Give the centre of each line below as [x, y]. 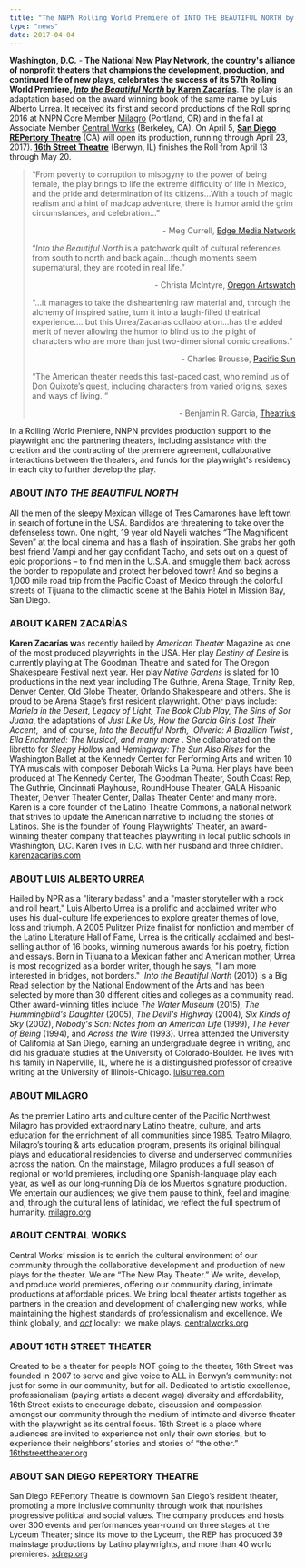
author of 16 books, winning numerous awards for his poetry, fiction [162, 947]
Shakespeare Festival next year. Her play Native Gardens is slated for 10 [144, 672]
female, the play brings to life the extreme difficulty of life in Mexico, [159, 184]
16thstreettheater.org [49, 1453]
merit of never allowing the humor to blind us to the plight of [144, 331]
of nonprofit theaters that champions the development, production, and [147, 70]
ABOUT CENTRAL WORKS [68, 1236]
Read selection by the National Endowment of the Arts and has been [137, 985]
